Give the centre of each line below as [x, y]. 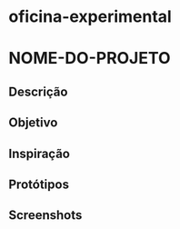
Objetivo [33, 123]
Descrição [38, 91]
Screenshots [45, 215]
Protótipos [39, 184]
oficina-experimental [90, 17]
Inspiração [39, 153]
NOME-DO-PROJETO [90, 59]
